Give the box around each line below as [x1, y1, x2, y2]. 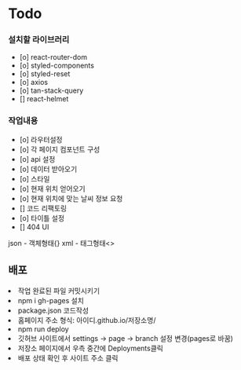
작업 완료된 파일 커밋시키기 [18, 286, 100, 295]
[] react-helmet [19, 94, 69, 104]
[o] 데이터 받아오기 [19, 164, 78, 174]
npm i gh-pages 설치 [18, 295, 85, 305]
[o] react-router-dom [19, 53, 88, 62]
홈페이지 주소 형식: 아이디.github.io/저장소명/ [18, 315, 156, 324]
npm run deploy [18, 324, 69, 334]
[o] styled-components [19, 60, 94, 71]
